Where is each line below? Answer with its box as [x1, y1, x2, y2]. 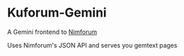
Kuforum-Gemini [7, 5, 107, 21]
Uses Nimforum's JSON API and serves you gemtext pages [7, 41, 178, 49]
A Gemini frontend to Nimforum [7, 28, 98, 36]
